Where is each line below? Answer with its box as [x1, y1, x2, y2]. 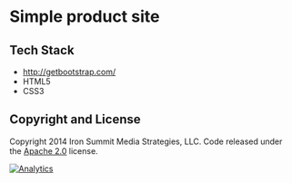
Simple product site [9, 6, 160, 27]
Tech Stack [9, 43, 75, 58]
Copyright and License [9, 111, 141, 128]
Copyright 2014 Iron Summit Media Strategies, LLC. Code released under [9, 136, 283, 147]
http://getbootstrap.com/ [22, 66, 116, 77]
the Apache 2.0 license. [9, 145, 98, 156]
